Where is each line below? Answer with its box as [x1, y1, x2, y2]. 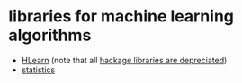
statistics [21, 64, 56, 75]
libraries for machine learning [8, 6, 235, 27]
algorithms [8, 25, 92, 46]
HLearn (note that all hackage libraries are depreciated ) [21, 54, 228, 65]
